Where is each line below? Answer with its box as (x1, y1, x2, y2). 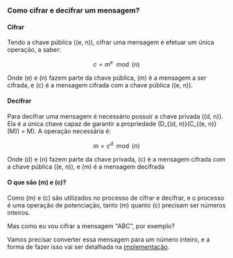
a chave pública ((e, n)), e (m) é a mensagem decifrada (7, 162, 165, 171)
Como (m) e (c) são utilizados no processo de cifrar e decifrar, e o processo (7, 193, 225, 202)
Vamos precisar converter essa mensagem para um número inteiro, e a (7, 235, 210, 243)
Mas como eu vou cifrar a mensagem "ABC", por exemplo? (7, 221, 175, 230)
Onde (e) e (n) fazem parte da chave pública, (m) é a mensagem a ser (7, 74, 207, 82)
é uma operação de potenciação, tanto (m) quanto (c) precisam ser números (7, 200, 226, 209)
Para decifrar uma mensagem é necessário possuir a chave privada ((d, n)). (7, 112, 223, 120)
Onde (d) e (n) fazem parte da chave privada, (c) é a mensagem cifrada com (7, 155, 225, 163)
